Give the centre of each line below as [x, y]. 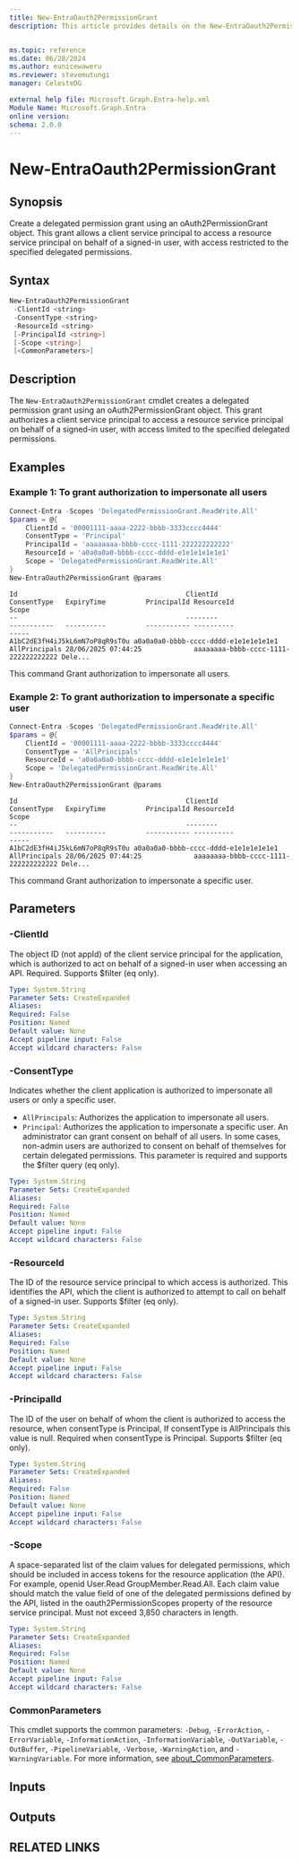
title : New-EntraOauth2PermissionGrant [84, 17]
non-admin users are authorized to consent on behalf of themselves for [154, 1146]
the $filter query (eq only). [71, 1165]
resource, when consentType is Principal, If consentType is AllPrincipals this [150, 1429]
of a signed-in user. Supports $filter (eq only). [94, 1301]
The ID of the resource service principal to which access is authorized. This [149, 1282]
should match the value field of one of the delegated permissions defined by [150, 1593]
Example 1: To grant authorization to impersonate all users [138, 493]
